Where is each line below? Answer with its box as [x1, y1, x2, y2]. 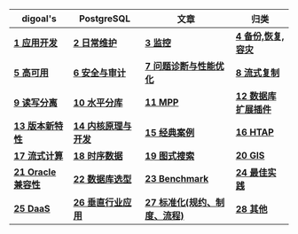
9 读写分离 [13, 97, 58, 109]
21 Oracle [13, 166, 57, 178]
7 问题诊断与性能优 [145, 60, 224, 72]
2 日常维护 [73, 37, 118, 49]
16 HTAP [235, 126, 275, 138]
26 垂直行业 [73, 197, 123, 208]
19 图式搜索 [145, 150, 195, 162]
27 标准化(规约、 [145, 197, 216, 208]
